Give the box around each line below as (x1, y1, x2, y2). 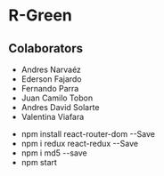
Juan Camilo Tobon (20, 92, 94, 103)
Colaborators (8, 41, 84, 56)
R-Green (8, 5, 73, 26)
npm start (20, 157, 57, 167)
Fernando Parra (20, 84, 79, 93)
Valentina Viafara (20, 112, 85, 122)
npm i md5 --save (20, 148, 87, 158)
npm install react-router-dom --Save (20, 129, 155, 139)
